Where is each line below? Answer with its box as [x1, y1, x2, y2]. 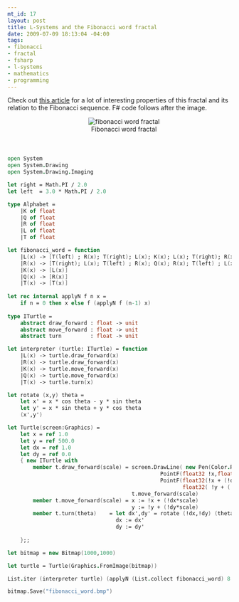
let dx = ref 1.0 [20, 444, 72, 451]
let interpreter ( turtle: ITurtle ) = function [7, 346, 148, 353]
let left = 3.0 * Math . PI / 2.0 [7, 188, 107, 195]
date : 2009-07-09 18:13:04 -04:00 [7, 30, 110, 38]
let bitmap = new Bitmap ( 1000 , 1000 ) [7, 549, 116, 556]
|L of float [20, 227, 55, 235]
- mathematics [7, 70, 50, 77]
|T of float [20, 234, 55, 241]
